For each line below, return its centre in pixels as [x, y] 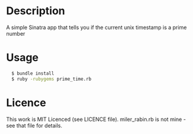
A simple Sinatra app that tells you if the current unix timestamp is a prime [96, 27]
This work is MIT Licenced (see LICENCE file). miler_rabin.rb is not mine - [96, 119]
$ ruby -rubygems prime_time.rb [52, 79]
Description [36, 11]
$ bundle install [33, 73]
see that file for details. [34, 125]
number [16, 33]
